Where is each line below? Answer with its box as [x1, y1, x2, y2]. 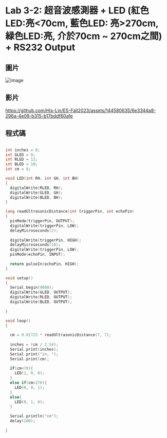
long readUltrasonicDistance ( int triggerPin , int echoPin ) [5, 209, 135, 214]
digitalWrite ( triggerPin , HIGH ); [10, 237, 82, 243]
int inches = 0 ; [5, 147, 40, 153]
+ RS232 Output [5, 42, 76, 53]
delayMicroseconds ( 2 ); [10, 228, 59, 233]
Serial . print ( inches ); [10, 347, 59, 352]
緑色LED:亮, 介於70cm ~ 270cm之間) [5, 30, 162, 42]
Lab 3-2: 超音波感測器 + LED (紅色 [5, 5, 150, 16]
